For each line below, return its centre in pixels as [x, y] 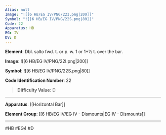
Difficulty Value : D [36, 90]
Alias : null [17, 10]
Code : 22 [14, 24]
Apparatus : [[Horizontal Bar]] [35, 104]
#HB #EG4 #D [20, 128]
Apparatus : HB [20, 28]
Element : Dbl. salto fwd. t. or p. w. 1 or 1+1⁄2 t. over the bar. [64, 51]
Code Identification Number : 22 [38, 80]
